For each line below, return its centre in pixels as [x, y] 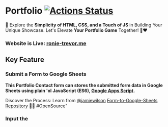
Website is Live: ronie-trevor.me [46, 43]
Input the [17, 119]
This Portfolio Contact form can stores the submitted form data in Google [84, 85]
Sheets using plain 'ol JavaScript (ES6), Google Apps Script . [70, 91]
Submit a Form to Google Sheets [46, 74]
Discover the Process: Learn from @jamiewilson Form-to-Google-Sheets [81, 100]
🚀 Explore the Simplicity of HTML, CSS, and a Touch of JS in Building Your [84, 25]
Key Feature [25, 60]
